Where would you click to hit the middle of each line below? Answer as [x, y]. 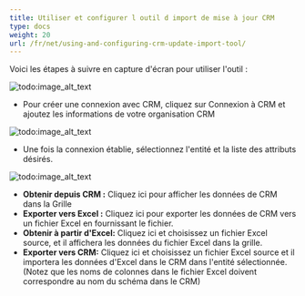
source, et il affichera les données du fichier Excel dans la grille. [142, 243]
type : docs [30, 26]
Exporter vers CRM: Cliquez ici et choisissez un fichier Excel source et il [158, 252]
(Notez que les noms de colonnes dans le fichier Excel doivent [140, 272]
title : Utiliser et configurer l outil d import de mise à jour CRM [142, 18]
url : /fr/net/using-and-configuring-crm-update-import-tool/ [128, 43]
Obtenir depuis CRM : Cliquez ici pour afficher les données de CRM [150, 194]
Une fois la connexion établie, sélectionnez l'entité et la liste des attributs [159, 149]
